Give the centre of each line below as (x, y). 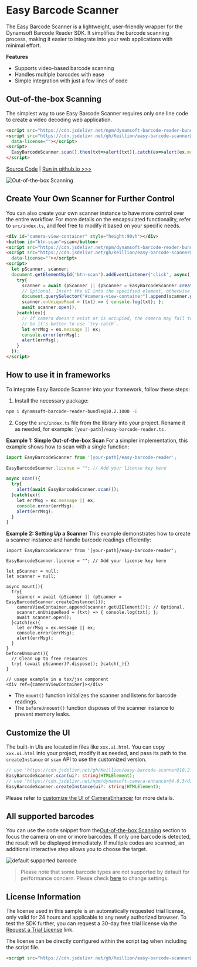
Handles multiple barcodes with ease (59, 74)
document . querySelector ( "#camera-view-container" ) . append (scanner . (106, 297)
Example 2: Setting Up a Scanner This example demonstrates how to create (98, 534)
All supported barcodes (50, 816)
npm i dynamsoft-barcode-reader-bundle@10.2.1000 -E (72, 411)
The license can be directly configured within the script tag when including (96, 941)
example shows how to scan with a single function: (68, 446)
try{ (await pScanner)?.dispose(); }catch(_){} (71, 664)
